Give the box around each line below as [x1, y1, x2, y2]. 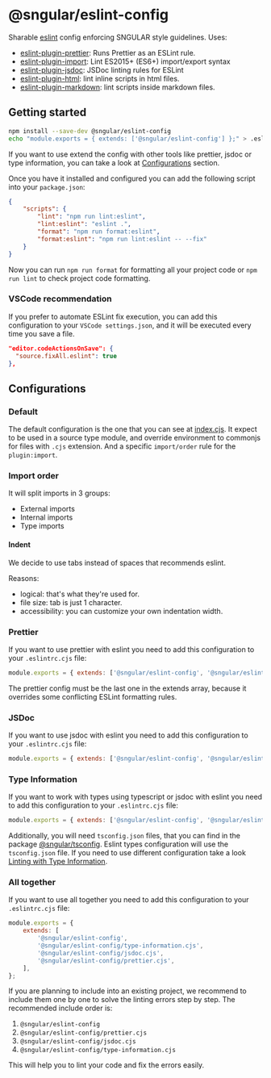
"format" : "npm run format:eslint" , [37, 228, 161, 236]
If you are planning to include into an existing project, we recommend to [8, 986, 248, 996]
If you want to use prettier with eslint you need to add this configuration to [8, 644, 255, 654]
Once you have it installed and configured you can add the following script [8, 173, 256, 183]
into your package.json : [8, 182, 85, 191]
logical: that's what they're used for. [19, 589, 140, 599]
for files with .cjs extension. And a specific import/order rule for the [8, 441, 236, 451]
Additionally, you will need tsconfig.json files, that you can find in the [8, 831, 240, 841]
